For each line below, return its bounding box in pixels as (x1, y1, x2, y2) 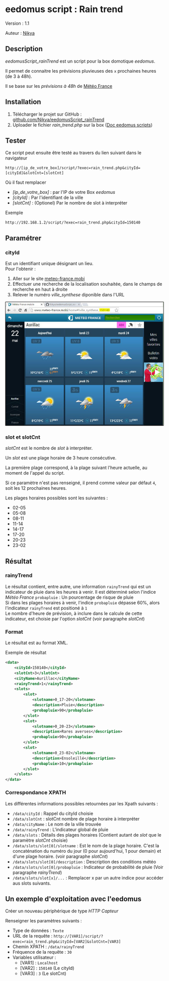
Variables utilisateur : (12, 954, 56, 960)
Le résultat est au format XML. (5, 640, 68, 646)
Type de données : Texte (12, 927, 64, 934)
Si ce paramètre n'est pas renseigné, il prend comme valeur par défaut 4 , (5, 480, 157, 486)
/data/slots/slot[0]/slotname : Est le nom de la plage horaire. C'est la (12, 842, 159, 849)
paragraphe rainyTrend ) (12, 869, 62, 875)
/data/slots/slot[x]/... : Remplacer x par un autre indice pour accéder (12, 874, 163, 881)
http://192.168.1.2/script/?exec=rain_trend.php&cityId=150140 (5, 220, 141, 225)
